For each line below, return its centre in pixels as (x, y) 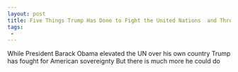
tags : (15, 27)
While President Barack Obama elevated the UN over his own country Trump (119, 54)
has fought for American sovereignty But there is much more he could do (114, 61)
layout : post (27, 14)
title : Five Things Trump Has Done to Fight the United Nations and (112, 20)
